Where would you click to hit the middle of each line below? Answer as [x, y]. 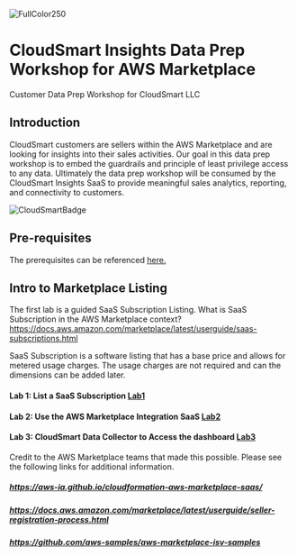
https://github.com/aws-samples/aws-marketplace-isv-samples [135, 542]
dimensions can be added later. [67, 375]
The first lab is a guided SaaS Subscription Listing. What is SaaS [128, 310]
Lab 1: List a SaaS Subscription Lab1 [77, 396]
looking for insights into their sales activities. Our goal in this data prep [140, 154]
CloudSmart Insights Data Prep [127, 50]
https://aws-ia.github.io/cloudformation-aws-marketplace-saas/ [136, 488]
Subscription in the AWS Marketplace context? [95, 319]
